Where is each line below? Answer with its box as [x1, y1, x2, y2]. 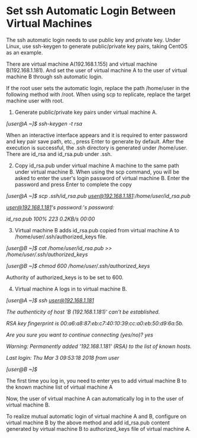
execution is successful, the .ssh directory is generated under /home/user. [6, 144, 188, 151]
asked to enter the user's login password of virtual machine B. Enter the [14, 174, 190, 181]
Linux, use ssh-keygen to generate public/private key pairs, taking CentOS [6, 43, 188, 50]
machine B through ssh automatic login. [6, 73, 103, 80]
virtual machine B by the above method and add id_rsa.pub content [6, 419, 170, 426]
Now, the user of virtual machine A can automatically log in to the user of [6, 395, 184, 402]
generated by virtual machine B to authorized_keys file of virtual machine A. [6, 425, 191, 432]
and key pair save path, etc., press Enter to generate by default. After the [6, 138, 184, 145]
